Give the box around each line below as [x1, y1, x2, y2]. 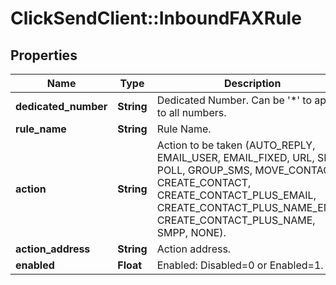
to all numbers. [156, 106, 227, 119]
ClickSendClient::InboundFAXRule [10, 7, 302, 30]
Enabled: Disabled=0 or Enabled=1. [156, 258, 324, 272]
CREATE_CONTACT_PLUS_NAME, [156, 213, 316, 227]
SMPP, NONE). [156, 226, 227, 239]
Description [223, 77, 282, 90]
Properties [10, 47, 78, 64]
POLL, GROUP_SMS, [156, 163, 253, 177]
